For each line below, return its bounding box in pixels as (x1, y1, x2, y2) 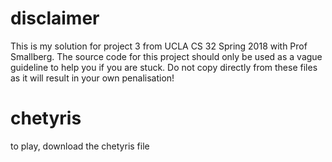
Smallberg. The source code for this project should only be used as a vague (10, 50, 323, 62)
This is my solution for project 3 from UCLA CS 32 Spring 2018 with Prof (10, 40, 308, 52)
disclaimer (10, 7, 100, 30)
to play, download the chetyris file (10, 140, 150, 152)
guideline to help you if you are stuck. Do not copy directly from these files (10, 61, 318, 73)
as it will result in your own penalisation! (10, 72, 175, 84)
